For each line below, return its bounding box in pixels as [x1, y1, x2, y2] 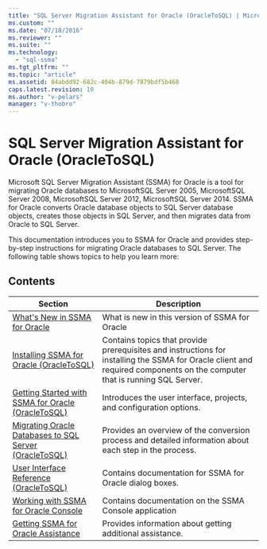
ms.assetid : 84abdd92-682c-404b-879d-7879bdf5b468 [8, 78, 180, 86]
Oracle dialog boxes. [102, 477, 179, 488]
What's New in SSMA [12, 311, 92, 322]
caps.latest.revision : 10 [8, 85, 94, 94]
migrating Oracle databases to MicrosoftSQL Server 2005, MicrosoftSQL [8, 186, 246, 195]
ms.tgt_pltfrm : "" [8, 63, 69, 71]
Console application [102, 505, 177, 516]
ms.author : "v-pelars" [8, 93, 83, 101]
